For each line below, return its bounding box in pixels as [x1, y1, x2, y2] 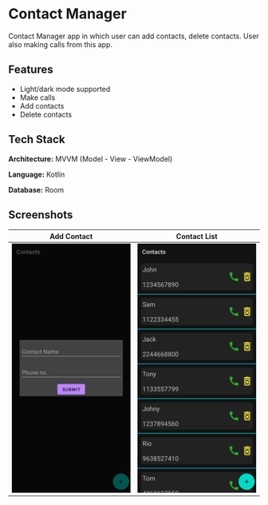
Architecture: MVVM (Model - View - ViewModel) [8, 153, 173, 164]
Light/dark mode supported [19, 84, 111, 93]
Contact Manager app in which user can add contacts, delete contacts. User [8, 31, 259, 41]
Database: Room [8, 185, 65, 194]
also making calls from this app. [8, 39, 113, 49]
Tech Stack [8, 133, 65, 146]
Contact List [175, 231, 218, 241]
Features [8, 63, 53, 77]
